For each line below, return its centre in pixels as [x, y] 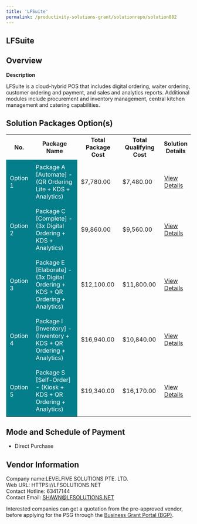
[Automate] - [54, 174]
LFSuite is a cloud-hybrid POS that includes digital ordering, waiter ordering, [98, 86]
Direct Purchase [34, 446]
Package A [50, 167]
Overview [24, 61]
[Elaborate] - [54, 269]
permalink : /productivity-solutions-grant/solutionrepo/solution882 [91, 17]
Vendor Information [43, 464]
